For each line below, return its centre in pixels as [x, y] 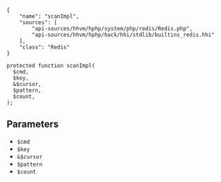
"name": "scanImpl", [49, 16]
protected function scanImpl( [51, 66]
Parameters [33, 125]
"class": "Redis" [45, 47]
